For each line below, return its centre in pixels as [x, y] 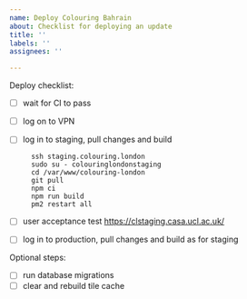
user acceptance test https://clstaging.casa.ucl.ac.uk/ [123, 221]
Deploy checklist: [42, 85]
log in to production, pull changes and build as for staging [130, 239]
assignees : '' [36, 52]
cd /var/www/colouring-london [88, 173]
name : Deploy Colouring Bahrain [70, 18]
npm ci [44, 189]
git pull [48, 181]
